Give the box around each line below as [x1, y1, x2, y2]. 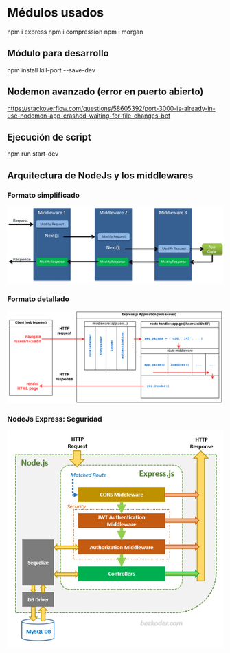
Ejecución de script [7, 131, 91, 143]
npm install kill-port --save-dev [7, 65, 96, 74]
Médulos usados [7, 5, 104, 21]
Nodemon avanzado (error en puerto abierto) [7, 86, 204, 98]
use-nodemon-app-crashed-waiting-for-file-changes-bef [7, 112, 171, 120]
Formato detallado [7, 294, 70, 304]
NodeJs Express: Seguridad [7, 414, 102, 424]
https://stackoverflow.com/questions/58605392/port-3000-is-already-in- [7, 104, 216, 112]
